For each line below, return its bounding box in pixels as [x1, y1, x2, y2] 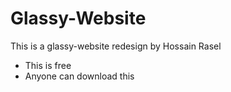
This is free [24, 59, 72, 71]
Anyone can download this [24, 70, 135, 82]
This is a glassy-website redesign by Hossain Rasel [10, 40, 222, 52]
